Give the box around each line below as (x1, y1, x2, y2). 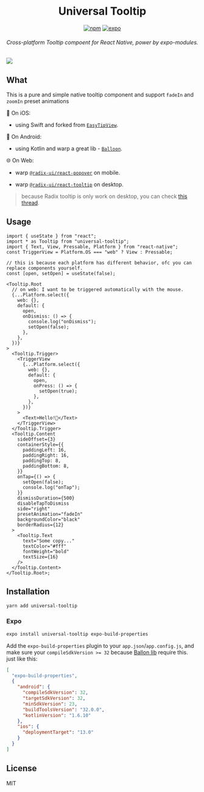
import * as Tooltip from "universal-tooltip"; (6, 238, 130, 244)
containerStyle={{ (17, 441, 64, 447)
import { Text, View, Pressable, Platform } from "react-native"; (6, 243, 178, 250)
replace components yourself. (6, 265, 83, 271)
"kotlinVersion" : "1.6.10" (22, 712, 91, 719)
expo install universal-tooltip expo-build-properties (6, 631, 149, 637)
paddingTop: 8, (22, 457, 62, 464)
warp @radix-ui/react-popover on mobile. (15, 169, 121, 176)
